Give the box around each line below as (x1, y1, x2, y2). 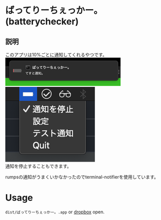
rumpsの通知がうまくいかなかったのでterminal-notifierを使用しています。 (5, 174, 159, 180)
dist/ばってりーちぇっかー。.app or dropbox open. (5, 209, 105, 215)
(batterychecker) (5, 16, 79, 27)
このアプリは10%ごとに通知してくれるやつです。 (5, 52, 108, 57)
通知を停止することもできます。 (5, 163, 72, 169)
